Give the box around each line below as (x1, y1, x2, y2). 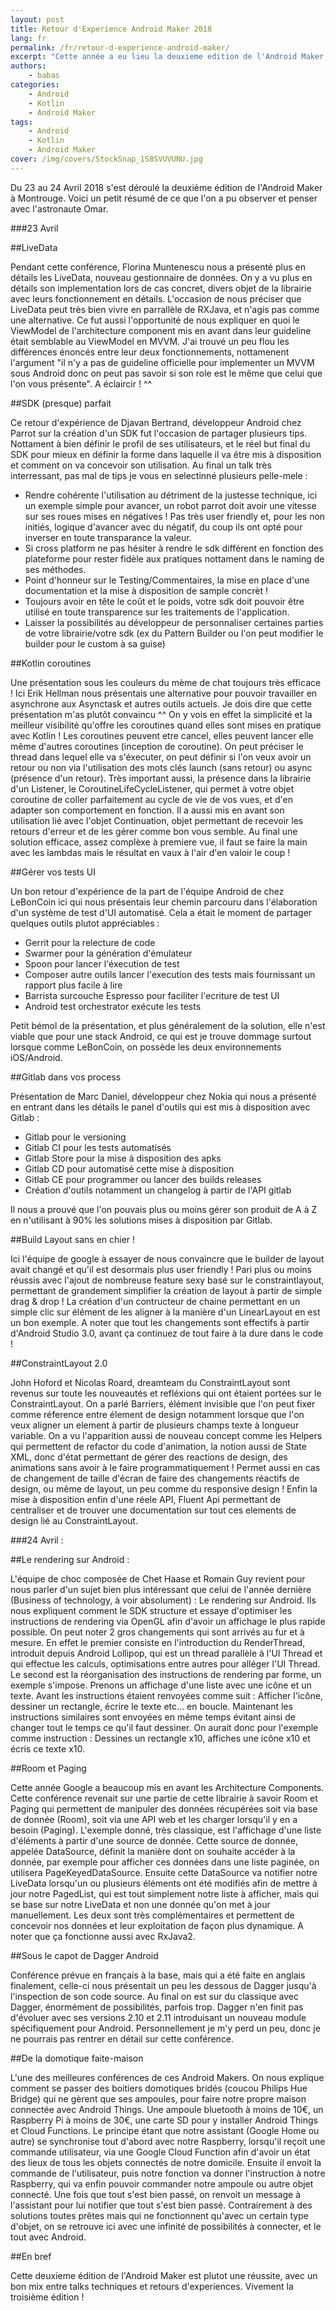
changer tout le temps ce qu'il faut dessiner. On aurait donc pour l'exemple (10, 1721, 319, 1733)
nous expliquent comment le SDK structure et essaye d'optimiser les (10, 1604, 293, 1616)
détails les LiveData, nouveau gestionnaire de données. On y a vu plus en (10, 271, 313, 283)
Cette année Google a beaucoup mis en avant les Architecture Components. (10, 1781, 325, 1793)
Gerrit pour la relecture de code (24, 936, 156, 948)
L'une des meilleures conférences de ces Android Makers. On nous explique (10, 2071, 325, 2083)
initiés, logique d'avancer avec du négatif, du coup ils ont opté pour (24, 521, 303, 533)
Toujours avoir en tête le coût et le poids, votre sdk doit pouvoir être (24, 595, 305, 607)
